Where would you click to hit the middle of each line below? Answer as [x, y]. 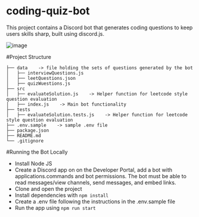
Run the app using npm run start [55, 207]
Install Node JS [33, 163]
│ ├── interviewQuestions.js [45, 73]
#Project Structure [29, 57]
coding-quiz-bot [48, 11]
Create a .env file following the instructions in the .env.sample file [95, 201]
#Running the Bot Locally [37, 152]
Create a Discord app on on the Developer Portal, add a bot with [94, 170]
